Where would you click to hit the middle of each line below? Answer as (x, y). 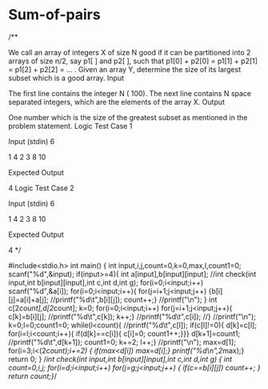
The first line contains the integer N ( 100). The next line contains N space (130, 93)
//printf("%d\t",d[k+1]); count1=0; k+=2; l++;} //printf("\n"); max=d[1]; (122, 342)
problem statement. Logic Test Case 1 (70, 126)
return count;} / (33, 376)
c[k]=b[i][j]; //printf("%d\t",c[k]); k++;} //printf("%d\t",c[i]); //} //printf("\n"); (132, 316)
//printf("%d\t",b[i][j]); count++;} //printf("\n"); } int (134, 299)
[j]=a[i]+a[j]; (29, 299)
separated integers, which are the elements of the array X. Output (117, 102)
